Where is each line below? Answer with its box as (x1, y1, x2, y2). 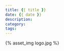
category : (5, 21, 26, 27)
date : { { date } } (5, 12, 42, 17)
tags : (5, 26, 17, 31)
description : (5, 17, 33, 22)
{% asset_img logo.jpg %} (5, 40, 59, 46)
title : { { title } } (5, 7, 46, 13)
